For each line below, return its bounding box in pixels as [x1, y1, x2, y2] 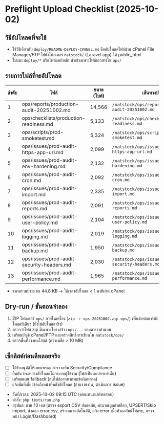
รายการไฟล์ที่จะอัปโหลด [5, 72, 62, 80]
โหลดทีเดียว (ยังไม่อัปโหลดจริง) [12, 321, 63, 327]
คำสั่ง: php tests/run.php [12, 397, 60, 402]
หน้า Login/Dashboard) [12, 413, 57, 419]
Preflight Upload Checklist [5, 3, 114, 15]
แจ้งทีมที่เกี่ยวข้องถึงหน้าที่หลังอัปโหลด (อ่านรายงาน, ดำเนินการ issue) [12, 381, 125, 387]
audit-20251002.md [21, 107, 71, 113]
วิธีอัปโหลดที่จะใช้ [5, 33, 47, 42]
